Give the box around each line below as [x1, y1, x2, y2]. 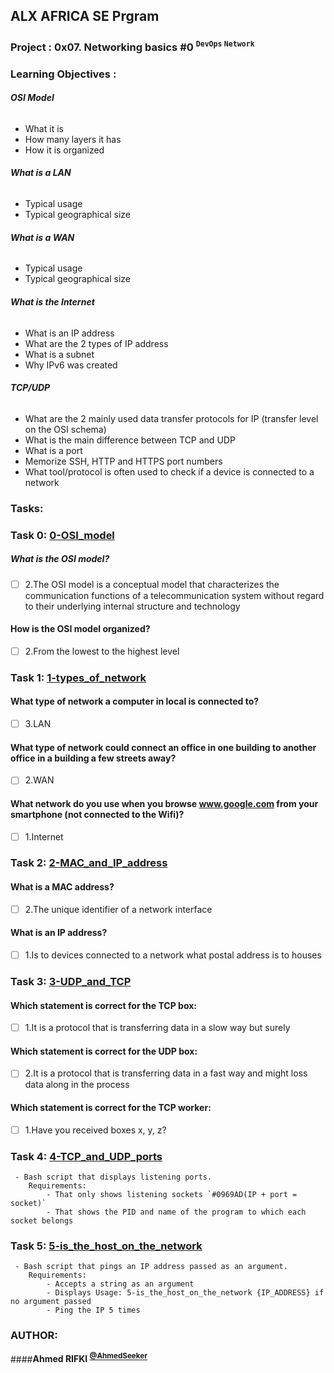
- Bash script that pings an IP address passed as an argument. [14, 1262, 288, 1272]
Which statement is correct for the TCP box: [10, 999, 198, 1011]
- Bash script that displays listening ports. [14, 1172, 213, 1183]
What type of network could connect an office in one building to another [10, 741, 317, 753]
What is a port [24, 444, 83, 456]
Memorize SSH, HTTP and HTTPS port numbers [24, 455, 223, 467]
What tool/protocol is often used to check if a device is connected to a [24, 465, 315, 478]
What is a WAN [10, 231, 75, 243]
